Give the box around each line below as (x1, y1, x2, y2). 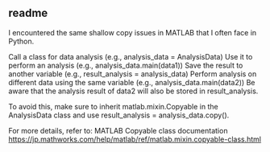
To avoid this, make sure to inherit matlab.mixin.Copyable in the (8, 101, 219, 111)
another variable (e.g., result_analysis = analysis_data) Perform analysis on (8, 68, 257, 79)
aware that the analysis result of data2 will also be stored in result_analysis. (8, 86, 259, 96)
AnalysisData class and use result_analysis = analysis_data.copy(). (8, 110, 230, 120)
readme (8, 6, 48, 20)
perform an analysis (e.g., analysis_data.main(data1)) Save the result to (8, 60, 243, 70)
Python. (8, 36, 35, 46)
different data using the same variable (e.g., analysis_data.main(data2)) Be (8, 77, 255, 87)
